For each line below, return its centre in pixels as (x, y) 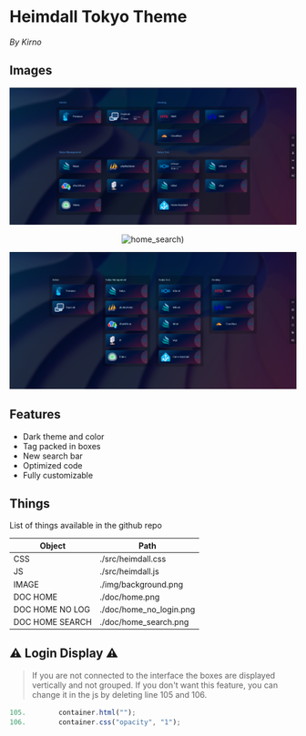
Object (53, 545)
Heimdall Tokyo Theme (98, 17)
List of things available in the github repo (86, 526)
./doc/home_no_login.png (148, 610)
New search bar (53, 456)
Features (35, 414)
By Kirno (26, 42)
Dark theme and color (63, 436)
